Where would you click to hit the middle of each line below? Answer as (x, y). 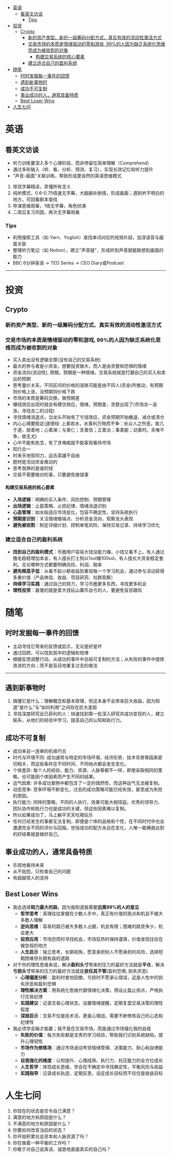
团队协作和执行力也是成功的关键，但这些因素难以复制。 (70, 809)
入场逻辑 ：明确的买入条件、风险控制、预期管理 (62, 500)
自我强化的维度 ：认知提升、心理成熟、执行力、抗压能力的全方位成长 (92, 1060)
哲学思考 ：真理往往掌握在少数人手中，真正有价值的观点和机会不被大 (92, 913)
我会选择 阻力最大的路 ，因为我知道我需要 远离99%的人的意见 (76, 907)
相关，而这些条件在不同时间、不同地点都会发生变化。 (73, 764)
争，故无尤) (25, 436)
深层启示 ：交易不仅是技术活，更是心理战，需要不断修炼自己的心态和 (92, 1016)
